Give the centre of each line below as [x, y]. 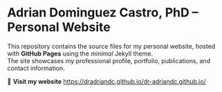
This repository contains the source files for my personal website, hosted [111, 46]
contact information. [36, 68]
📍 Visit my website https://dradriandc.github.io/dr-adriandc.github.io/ [107, 81]
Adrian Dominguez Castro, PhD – [103, 13]
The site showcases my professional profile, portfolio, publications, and [109, 60]
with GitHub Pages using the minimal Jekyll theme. [80, 54]
